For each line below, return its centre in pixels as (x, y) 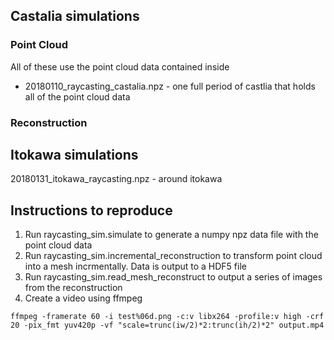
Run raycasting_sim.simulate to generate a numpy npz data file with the (171, 235)
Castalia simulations (75, 16)
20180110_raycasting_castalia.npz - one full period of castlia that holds (170, 86)
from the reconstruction (73, 288)
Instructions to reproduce (91, 210)
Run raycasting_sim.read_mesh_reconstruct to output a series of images (173, 277)
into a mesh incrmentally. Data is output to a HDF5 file (135, 266)
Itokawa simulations (74, 155)
